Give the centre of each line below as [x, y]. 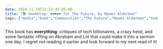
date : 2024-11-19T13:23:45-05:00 [39, 9]
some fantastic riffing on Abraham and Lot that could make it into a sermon [80, 37]
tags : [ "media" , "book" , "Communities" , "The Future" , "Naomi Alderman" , [77, 18]
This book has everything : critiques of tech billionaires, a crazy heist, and [79, 32]
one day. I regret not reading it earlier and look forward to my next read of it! [81, 42]
